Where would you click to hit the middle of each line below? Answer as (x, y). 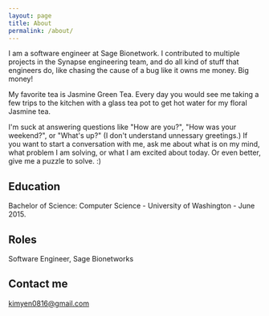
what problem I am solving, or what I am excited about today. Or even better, (134, 152)
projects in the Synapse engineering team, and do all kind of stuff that (124, 62)
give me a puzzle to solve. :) (55, 161)
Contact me (38, 284)
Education (35, 186)
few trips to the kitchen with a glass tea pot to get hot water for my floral (128, 103)
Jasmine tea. (29, 111)
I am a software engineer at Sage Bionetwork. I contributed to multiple (124, 54)
